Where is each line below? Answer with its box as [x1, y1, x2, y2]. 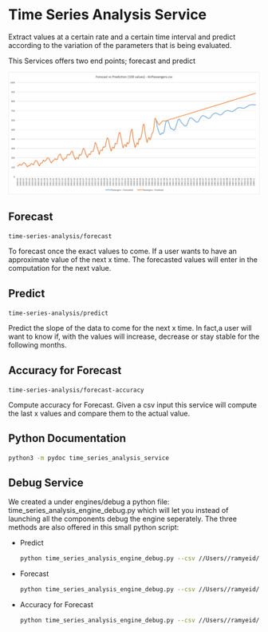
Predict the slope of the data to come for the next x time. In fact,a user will [8, 324, 253, 333]
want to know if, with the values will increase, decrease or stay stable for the [8, 332, 260, 341]
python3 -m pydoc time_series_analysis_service [8, 454, 170, 462]
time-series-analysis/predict [8, 309, 109, 317]
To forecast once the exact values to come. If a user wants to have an [8, 246, 238, 256]
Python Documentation [8, 431, 126, 445]
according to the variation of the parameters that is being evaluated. [8, 40, 232, 50]
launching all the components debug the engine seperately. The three [8, 514, 238, 524]
